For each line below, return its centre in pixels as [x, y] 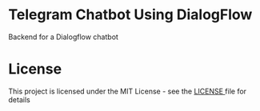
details [19, 99]
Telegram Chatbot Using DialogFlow [130, 15]
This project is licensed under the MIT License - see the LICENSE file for [127, 91]
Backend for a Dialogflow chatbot [63, 37]
